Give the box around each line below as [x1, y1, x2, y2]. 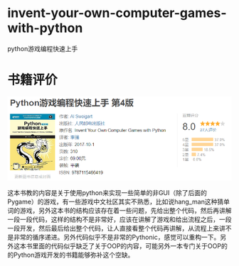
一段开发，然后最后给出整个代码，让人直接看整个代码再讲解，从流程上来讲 [7, 223, 225, 232]
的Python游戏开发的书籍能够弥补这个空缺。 [7, 250, 134, 259]
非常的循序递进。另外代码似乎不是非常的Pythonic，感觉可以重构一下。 [13, 233, 221, 241]
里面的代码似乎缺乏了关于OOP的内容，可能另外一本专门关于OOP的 [31, 241, 228, 250]
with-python [7, 20, 83, 36]
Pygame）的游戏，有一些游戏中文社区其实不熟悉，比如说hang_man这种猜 [7, 197, 224, 206]
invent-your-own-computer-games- [7, 5, 227, 21]
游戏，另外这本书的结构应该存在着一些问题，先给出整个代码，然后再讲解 [19, 206, 232, 214]
